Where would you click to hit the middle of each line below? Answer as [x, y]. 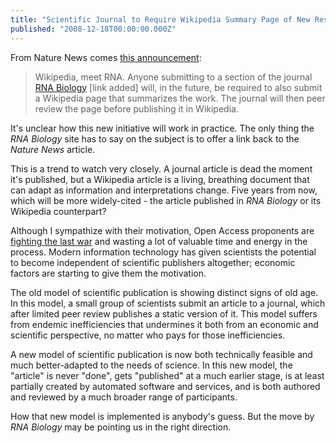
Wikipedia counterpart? [58, 211]
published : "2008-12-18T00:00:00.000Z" [93, 29]
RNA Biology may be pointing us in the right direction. [121, 427]
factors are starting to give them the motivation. [108, 273]
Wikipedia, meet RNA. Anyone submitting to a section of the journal [173, 77]
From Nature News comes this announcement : [106, 57]
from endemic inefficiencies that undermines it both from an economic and [164, 324]
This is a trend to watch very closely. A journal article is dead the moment [161, 168]
